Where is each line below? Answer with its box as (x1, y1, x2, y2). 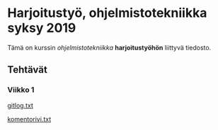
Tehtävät (7, 64, 47, 76)
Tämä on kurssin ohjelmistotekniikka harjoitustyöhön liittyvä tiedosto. (7, 43, 212, 52)
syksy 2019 (7, 20, 76, 36)
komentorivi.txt (7, 114, 52, 123)
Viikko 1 (7, 85, 35, 95)
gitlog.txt (7, 101, 34, 110)
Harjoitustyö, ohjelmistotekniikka (7, 5, 207, 21)
